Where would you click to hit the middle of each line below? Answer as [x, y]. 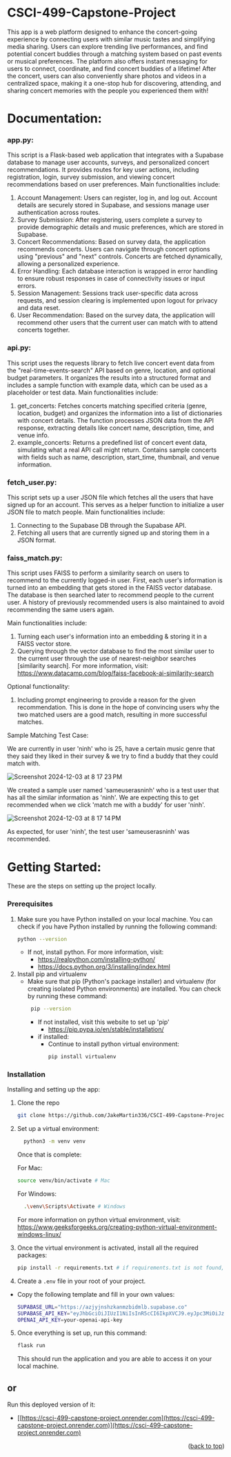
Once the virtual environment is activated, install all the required [108, 1248]
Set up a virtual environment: [58, 1129]
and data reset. [39, 308]
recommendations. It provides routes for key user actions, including [103, 170]
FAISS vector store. [44, 644]
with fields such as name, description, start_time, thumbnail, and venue [118, 457]
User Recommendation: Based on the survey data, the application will [116, 315]
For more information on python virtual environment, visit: [99, 1219]
